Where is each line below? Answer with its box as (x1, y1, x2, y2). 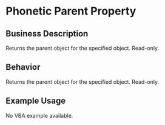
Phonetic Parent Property (5, 4, 136, 18)
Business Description (5, 29, 89, 39)
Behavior (5, 62, 41, 72)
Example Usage (5, 96, 66, 106)
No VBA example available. (5, 112, 73, 119)
